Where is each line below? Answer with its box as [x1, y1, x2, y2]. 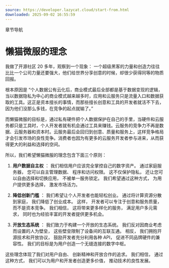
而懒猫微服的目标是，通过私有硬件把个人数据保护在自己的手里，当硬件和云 [5, 116, 159, 122]
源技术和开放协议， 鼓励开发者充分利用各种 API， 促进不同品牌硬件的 [12, 234, 156, 240]
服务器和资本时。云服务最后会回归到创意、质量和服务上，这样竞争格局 [18, 129, 164, 135]
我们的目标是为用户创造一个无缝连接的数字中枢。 [27, 241, 129, 247]
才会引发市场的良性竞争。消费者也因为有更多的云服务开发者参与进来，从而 [5, 135, 159, 141]
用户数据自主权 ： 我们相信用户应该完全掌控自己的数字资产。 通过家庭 [12, 163, 157, 169]
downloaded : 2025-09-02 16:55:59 [5, 12, 75, 17]
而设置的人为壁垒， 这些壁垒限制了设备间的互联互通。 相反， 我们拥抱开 [12, 228, 162, 234]
